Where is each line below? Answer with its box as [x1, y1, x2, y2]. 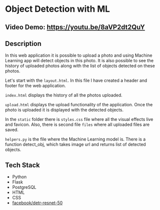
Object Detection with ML [5, 3, 110, 15]
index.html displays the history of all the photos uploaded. [5, 92, 123, 98]
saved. [5, 127, 19, 133]
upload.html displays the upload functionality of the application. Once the [5, 102, 153, 108]
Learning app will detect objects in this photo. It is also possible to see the [5, 58, 154, 64]
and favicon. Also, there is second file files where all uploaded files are [5, 121, 150, 128]
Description [5, 39, 41, 47]
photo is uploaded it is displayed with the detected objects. [5, 107, 123, 113]
